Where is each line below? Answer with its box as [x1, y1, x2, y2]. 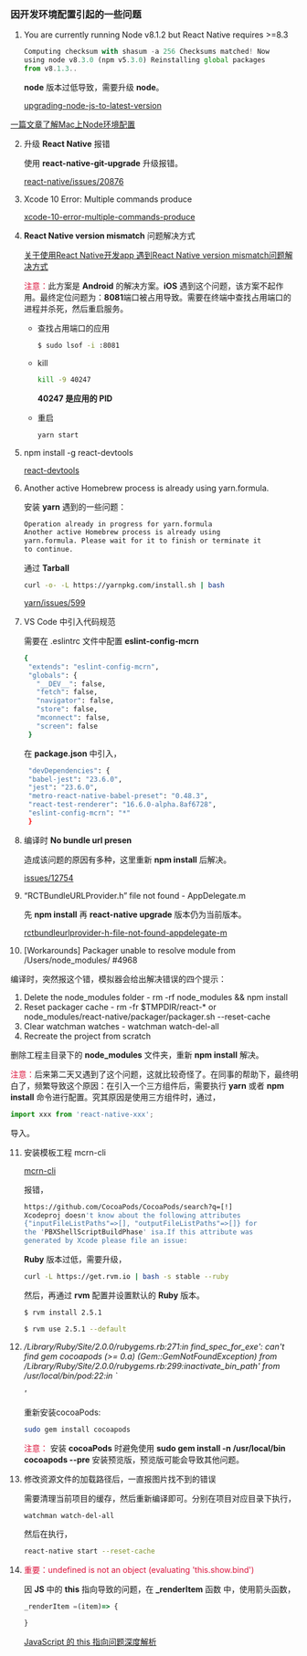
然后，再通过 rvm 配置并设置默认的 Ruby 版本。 [23, 1290, 205, 1301]
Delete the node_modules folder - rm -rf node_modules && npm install [23, 991, 289, 1002]
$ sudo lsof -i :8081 [37, 341, 120, 350]
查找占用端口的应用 [37, 322, 111, 333]
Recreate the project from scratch [23, 1030, 152, 1041]
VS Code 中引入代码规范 [23, 616, 116, 627]
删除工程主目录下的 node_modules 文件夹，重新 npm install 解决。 [10, 1049, 264, 1060]
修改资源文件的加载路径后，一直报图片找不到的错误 [23, 1473, 217, 1484]
